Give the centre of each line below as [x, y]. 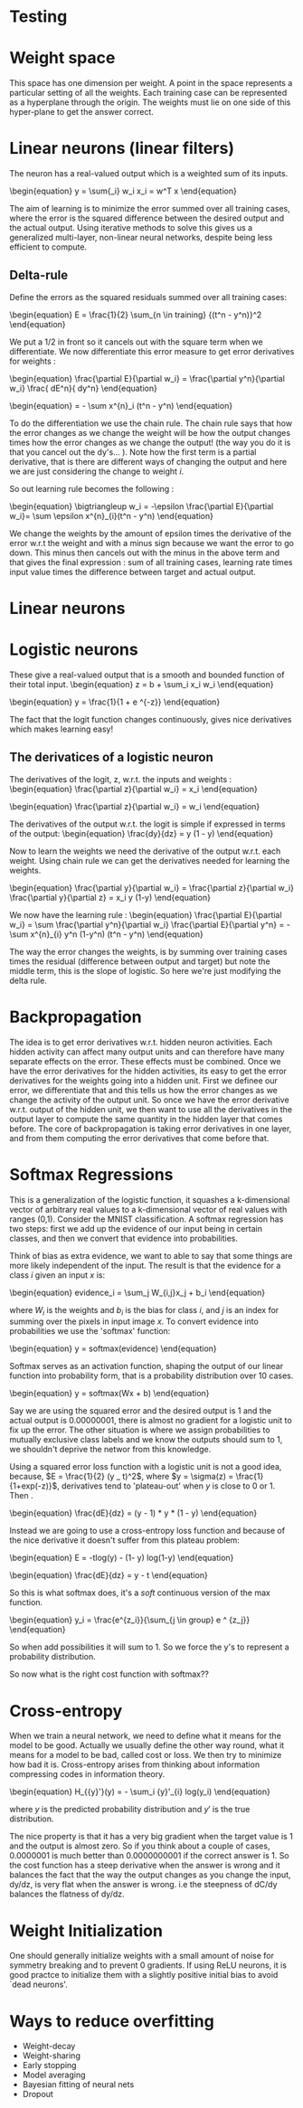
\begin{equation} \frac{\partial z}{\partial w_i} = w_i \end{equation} [135, 806]
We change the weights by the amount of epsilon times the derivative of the [151, 533]
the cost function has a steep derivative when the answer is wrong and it [145, 1866]
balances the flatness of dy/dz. [67, 1894]
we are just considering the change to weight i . [97, 471]
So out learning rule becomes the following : [92, 488]
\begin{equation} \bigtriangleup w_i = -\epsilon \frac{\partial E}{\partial [142, 506]
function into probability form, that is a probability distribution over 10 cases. [151, 1375]
